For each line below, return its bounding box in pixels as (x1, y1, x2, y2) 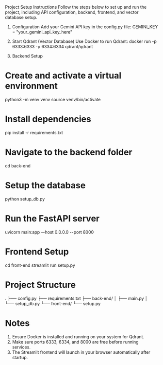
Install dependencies (5, 114, 91, 125)
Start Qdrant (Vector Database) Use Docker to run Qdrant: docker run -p (12, 38, 157, 44)
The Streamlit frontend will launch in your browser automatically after (12, 349, 150, 355)
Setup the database (5, 180, 86, 191)
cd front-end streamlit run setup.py (5, 262, 75, 268)
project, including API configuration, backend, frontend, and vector (5, 9, 139, 15)
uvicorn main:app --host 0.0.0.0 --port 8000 (5, 229, 94, 235)
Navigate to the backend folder (5, 147, 132, 158)
